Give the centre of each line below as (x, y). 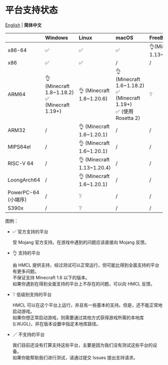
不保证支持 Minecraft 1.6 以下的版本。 (51, 277)
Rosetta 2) (128, 118)
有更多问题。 (25, 271)
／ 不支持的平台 (28, 334)
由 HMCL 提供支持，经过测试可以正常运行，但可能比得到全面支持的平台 (86, 265)
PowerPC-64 (23, 192)
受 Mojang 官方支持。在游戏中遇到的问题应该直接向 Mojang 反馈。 (80, 242)
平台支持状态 (32, 10)
